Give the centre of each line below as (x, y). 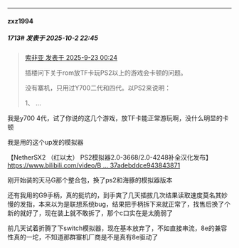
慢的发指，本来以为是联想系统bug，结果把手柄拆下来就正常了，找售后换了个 (119, 204)
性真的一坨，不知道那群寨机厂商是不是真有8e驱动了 (83, 237)
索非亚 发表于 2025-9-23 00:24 (71, 57)
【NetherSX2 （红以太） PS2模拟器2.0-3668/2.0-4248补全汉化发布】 (110, 157)
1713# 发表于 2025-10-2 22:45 (53, 38)
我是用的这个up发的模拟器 (46, 142)
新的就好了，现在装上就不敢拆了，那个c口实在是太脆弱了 (90, 213)
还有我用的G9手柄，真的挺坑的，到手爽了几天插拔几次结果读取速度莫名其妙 (118, 195)
